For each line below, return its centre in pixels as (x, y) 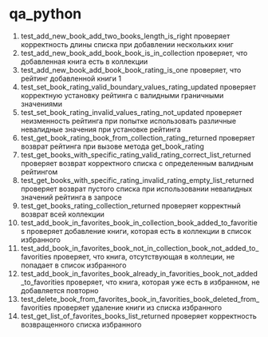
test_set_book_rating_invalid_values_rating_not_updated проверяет (131, 112)
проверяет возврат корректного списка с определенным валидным (137, 163)
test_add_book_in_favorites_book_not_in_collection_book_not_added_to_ (140, 248)
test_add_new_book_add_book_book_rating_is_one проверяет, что (131, 69)
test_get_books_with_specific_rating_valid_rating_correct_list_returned (136, 155)
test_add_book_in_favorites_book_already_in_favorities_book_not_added (139, 273)
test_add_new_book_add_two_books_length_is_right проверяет (125, 36)
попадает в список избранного (73, 265)
